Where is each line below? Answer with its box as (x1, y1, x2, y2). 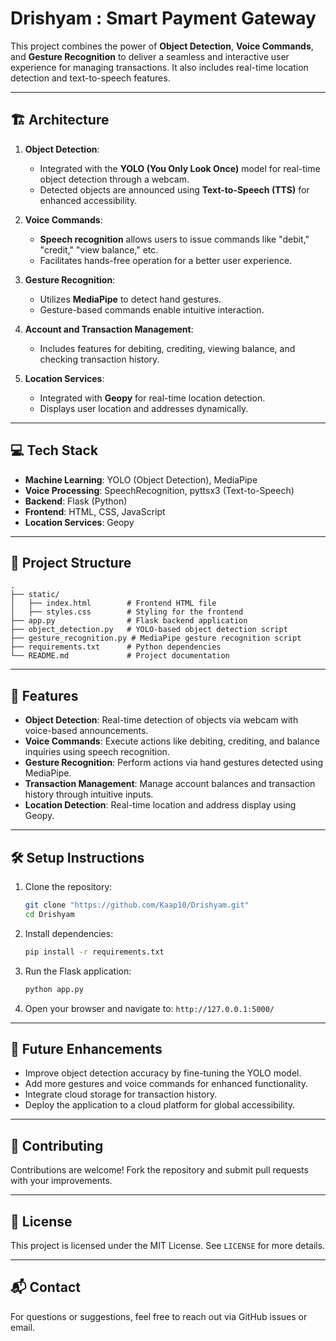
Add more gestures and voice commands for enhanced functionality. (24, 1078, 308, 1090)
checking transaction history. (39, 353, 160, 365)
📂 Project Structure (10, 554, 132, 571)
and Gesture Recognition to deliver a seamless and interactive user (10, 50, 290, 62)
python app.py (24, 984, 84, 994)
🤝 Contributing (10, 1137, 104, 1154)
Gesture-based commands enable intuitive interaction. (39, 303, 265, 316)
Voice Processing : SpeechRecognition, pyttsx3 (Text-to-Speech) (24, 484, 295, 496)
